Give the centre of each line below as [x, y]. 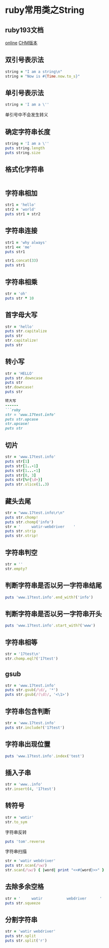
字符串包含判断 [28, 711]
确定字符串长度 [28, 132]
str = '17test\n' [23, 654]
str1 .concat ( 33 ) [22, 261]
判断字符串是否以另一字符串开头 [54, 614]
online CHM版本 [21, 43]
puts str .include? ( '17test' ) [35, 728]
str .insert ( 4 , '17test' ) [30, 789]
